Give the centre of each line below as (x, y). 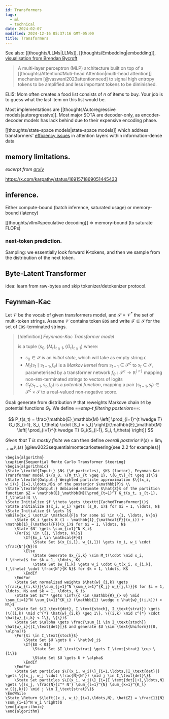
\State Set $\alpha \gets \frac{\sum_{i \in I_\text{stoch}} (80, 622)
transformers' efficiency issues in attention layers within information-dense (84, 135)
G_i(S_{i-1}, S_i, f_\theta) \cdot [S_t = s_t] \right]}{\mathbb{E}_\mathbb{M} (85, 424)
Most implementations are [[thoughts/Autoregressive (60, 109)
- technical (23, 24)
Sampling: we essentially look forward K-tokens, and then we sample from (83, 252)
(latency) (29, 213)
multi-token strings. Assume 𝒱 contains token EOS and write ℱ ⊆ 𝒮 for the (83, 321)
